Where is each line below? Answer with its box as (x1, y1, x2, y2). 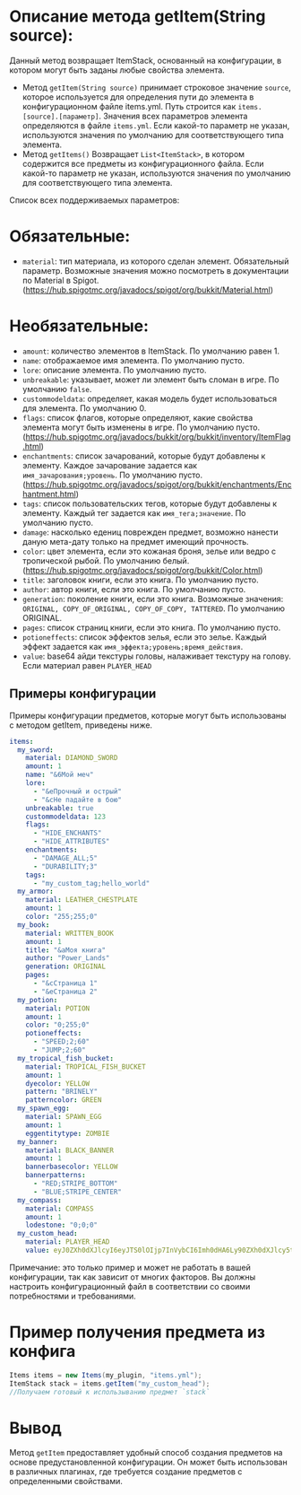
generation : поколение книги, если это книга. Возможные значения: (21, 593, 284, 604)
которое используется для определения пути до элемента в (21, 92, 254, 102)
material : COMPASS (25, 1204, 94, 1213)
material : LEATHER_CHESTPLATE (25, 896, 139, 905)
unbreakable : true (25, 803, 94, 813)
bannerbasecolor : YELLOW (25, 1162, 118, 1172)
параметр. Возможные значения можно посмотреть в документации (21, 265, 289, 275)
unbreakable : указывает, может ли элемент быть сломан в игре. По (21, 374, 279, 385)
